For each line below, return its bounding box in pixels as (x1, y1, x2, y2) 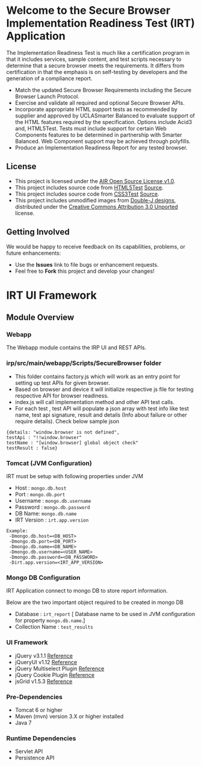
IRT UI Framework (6, 288, 97, 302)
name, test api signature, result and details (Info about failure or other (14, 411, 188, 419)
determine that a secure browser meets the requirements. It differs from (6, 61, 185, 69)
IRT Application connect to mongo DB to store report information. (6, 587, 168, 594)
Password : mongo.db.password (14, 503, 90, 511)
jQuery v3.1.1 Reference (14, 652, 73, 659)
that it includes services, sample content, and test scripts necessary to (6, 55, 182, 63)
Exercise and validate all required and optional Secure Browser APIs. (14, 99, 185, 106)
